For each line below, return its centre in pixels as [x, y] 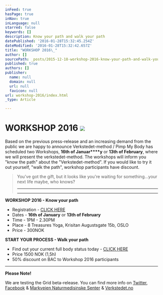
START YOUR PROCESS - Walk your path [47, 240]
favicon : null [24, 91]
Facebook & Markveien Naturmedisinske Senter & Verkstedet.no [69, 288]
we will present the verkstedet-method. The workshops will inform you [76, 157]
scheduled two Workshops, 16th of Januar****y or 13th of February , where [81, 152]
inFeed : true [18, 9]
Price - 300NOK [28, 230]
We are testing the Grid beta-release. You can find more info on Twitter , [76, 283]
